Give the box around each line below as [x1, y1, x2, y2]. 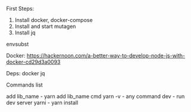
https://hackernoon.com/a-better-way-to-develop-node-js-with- [26, 52, 186, 59]
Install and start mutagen [14, 23, 76, 30]
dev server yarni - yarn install [6, 99, 79, 106]
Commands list [6, 81, 43, 88]
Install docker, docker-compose [14, 17, 93, 23]
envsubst [6, 41, 29, 47]
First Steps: [6, 5, 35, 12]
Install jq [14, 29, 36, 36]
